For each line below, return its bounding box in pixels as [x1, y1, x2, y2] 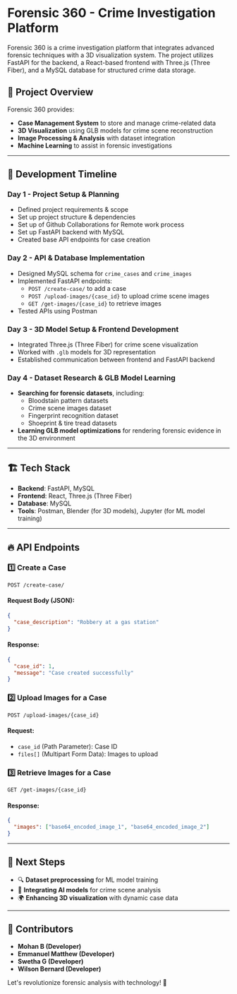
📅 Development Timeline [7, 168, 118, 181]
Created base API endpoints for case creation [17, 235, 150, 244]
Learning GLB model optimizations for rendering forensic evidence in [17, 426, 221, 435]
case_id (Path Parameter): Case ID [17, 742, 118, 750]
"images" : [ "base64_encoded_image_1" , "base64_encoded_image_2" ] [13, 824, 210, 831]
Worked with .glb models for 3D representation [17, 348, 157, 357]
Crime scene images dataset [28, 404, 111, 412]
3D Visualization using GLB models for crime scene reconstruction [17, 126, 213, 135]
